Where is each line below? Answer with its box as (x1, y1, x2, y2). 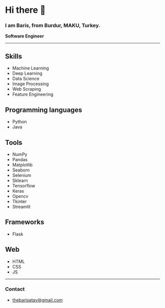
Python (12, 119, 27, 125)
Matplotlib (12, 162, 33, 168)
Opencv (12, 193, 28, 199)
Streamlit (12, 204, 31, 209)
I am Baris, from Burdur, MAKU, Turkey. (5, 22, 101, 29)
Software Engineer (5, 33, 44, 39)
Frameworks (5, 218, 45, 226)
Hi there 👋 (5, 4, 46, 16)
